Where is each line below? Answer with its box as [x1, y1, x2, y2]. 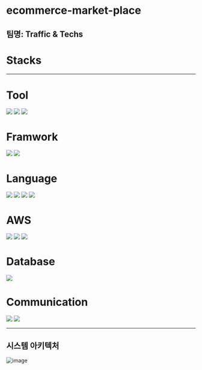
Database [6, 255, 55, 268]
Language [6, 172, 58, 185]
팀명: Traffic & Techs [6, 29, 84, 39]
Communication [6, 296, 88, 309]
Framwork [6, 130, 58, 144]
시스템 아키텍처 [6, 341, 60, 351]
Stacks [6, 53, 42, 67]
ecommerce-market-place [6, 4, 141, 17]
